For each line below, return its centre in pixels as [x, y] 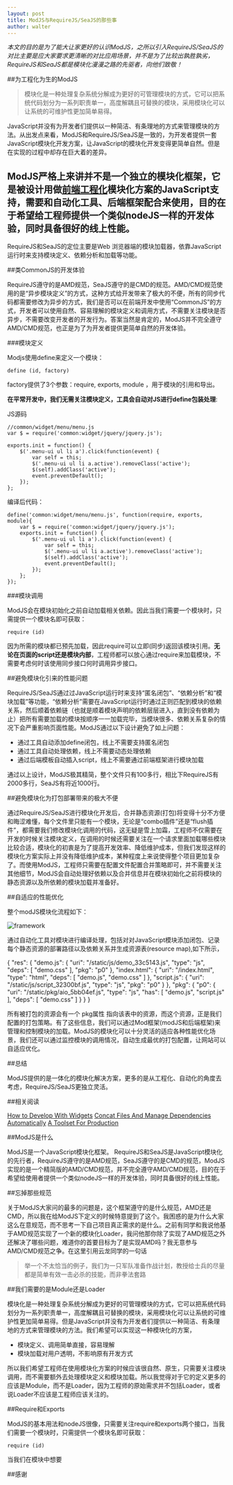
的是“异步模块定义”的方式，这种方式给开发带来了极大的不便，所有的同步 [116, 293]
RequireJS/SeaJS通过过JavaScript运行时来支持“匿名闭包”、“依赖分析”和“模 [115, 693]
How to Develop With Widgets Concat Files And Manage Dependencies [109, 1115]
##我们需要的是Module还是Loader [56, 1289]
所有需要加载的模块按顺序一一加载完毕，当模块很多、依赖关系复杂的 [122, 719]
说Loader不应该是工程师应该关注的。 [60, 1395]
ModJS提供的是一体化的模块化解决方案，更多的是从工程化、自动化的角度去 [114, 1078]
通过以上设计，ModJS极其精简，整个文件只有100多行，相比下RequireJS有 [113, 775]
